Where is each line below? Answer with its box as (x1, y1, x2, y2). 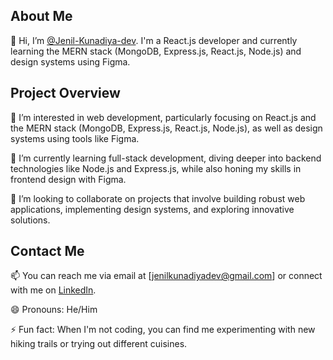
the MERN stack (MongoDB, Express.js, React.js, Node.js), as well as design (10, 122, 323, 134)
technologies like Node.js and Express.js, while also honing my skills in (10, 162, 302, 174)
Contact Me (10, 243, 85, 260)
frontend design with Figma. (10, 173, 127, 185)
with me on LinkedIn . (10, 284, 97, 296)
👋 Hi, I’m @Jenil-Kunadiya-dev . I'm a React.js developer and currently (10, 34, 298, 46)
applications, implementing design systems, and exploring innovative (10, 203, 295, 215)
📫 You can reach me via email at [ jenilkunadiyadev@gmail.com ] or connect (10, 270, 323, 282)
